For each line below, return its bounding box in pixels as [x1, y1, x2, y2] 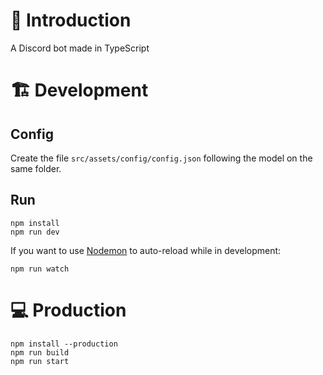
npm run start [10, 356, 70, 366]
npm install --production [10, 339, 118, 349]
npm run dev [10, 227, 60, 237]
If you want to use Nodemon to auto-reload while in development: [10, 244, 282, 256]
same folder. [10, 162, 62, 174]
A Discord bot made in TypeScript [10, 42, 150, 54]
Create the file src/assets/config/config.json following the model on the [10, 152, 313, 164]
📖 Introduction [10, 9, 132, 32]
